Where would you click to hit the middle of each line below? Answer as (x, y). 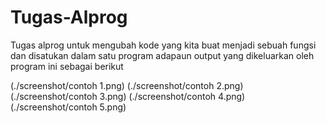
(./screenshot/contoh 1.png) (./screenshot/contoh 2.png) (127, 85)
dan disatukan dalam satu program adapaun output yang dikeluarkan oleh (162, 55)
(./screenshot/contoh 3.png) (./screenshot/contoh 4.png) (128, 96)
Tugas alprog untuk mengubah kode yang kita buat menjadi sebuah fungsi (163, 45)
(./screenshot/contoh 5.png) (68, 107)
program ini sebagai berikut (67, 66)
